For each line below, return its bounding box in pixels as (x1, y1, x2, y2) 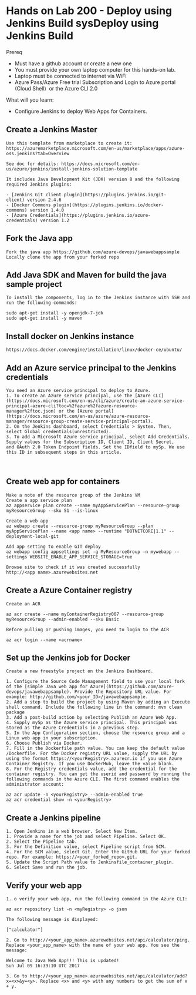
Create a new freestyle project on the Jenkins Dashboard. (6, 668, 154, 674)
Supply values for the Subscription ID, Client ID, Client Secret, (6, 439, 175, 445)
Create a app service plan (6, 497, 72, 503)
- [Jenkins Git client (6, 192, 62, 197)
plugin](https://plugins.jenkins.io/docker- (53, 202, 164, 208)
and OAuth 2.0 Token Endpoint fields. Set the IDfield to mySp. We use (6, 444, 185, 450)
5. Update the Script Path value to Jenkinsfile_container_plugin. (6, 859, 175, 865)
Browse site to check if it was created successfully (6, 564, 141, 570)
